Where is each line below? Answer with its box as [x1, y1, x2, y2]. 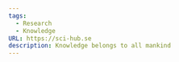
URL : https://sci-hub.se [8, 34, 92, 43]
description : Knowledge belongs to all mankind [8, 42, 172, 50]
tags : [8, 11, 27, 20]
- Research [15, 19, 52, 27]
